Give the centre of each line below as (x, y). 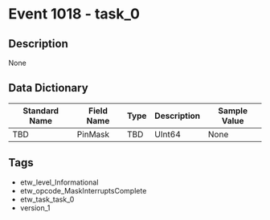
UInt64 (168, 134)
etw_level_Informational (59, 182)
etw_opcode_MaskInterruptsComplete (83, 190)
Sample (233, 111)
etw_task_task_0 (47, 199)
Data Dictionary (48, 88)
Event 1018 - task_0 (74, 14)
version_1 (35, 208)
